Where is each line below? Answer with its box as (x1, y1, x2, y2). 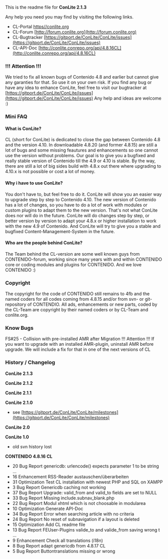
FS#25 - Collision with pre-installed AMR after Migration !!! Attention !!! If (5, 336, 154, 342)
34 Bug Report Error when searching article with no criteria (12, 510, 134, 517)
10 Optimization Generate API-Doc (12, 505, 83, 511)
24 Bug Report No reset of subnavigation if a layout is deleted (12, 516, 140, 522)
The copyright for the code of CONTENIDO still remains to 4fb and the (5, 291, 150, 297)
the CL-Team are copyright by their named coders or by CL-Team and (5, 307, 148, 313)
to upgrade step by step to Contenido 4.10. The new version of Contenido (5, 196, 156, 202)
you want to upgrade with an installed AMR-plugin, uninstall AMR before (5, 341, 154, 347)
